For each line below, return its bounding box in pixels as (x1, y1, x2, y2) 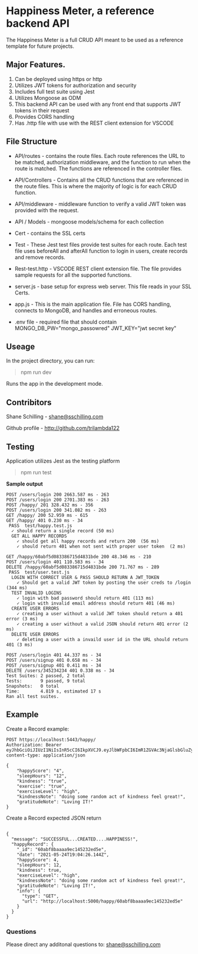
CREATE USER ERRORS (11, 606, 60, 612)
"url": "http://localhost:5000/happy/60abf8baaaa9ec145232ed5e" (21, 898, 183, 904)
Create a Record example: (6, 725, 70, 732)
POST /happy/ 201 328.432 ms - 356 (6, 502, 94, 508)
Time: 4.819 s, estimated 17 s (6, 688, 101, 694)
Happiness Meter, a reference (6, 4, 154, 18)
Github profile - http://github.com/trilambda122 (6, 425, 120, 432)
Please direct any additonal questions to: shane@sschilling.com (6, 941, 161, 948)
